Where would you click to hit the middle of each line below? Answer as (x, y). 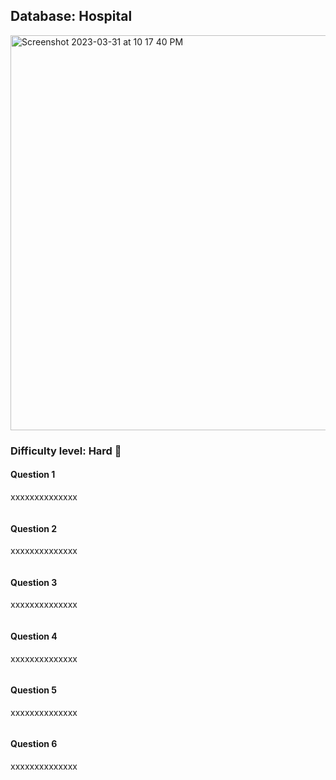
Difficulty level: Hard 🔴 (66, 451)
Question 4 (34, 636)
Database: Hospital (71, 16)
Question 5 (34, 690)
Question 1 (33, 475)
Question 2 (34, 528)
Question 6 (34, 744)
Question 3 (34, 582)
